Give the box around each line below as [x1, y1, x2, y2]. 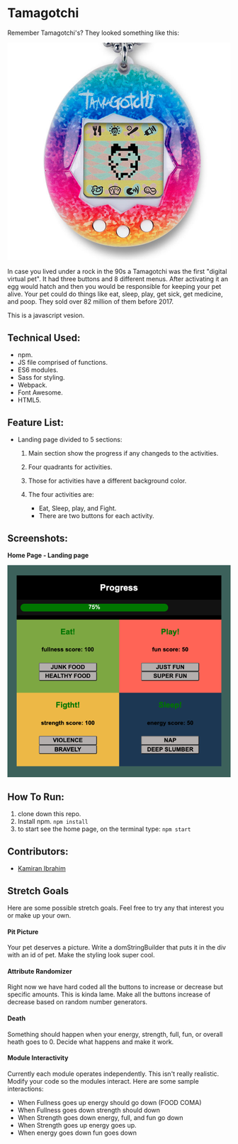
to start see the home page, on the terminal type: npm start [17, 825, 191, 833]
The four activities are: [28, 490, 94, 499]
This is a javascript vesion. [7, 311, 85, 320]
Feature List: [7, 417, 64, 429]
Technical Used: [7, 331, 81, 343]
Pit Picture [7, 928, 39, 936]
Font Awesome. [17, 388, 64, 397]
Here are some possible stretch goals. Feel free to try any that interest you [7, 903, 225, 913]
